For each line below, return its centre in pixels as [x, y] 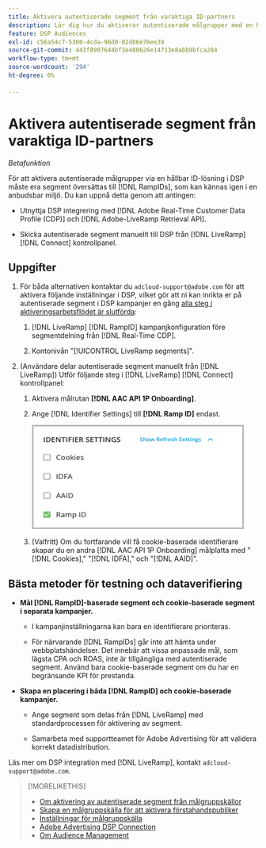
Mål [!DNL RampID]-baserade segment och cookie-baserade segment [137, 603]
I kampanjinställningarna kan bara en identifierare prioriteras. [131, 627]
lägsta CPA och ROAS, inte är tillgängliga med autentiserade [129, 659]
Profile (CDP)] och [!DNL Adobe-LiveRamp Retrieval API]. [113, 219]
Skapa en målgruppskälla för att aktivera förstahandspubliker [139, 810]
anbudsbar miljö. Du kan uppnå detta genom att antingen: [102, 195]
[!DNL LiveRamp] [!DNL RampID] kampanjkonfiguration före [128, 327]
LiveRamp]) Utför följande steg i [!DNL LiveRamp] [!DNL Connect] [126, 375]
